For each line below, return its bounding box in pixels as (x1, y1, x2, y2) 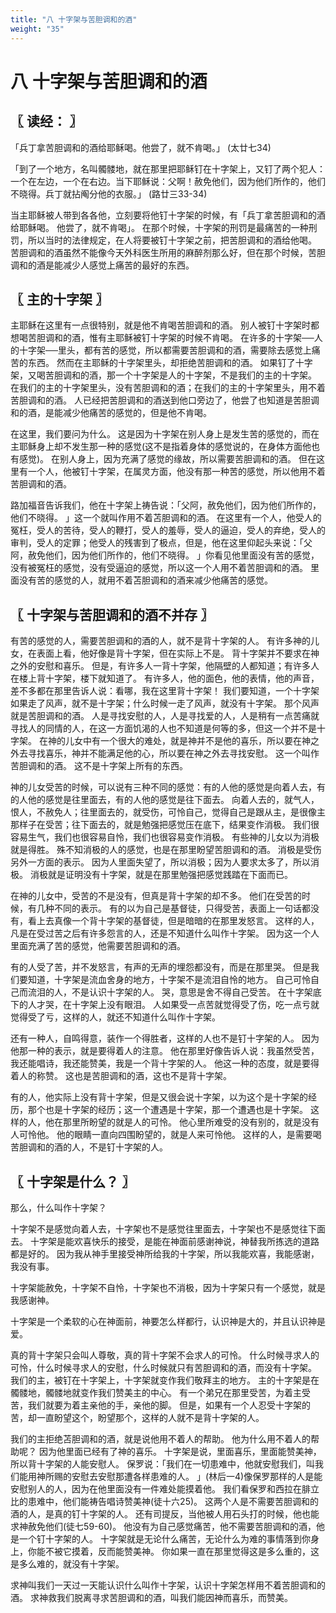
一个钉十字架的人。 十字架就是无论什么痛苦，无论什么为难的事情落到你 (18, 1532, 311, 1545)
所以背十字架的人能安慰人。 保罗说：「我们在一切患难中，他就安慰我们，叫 (10, 1457, 315, 1470)
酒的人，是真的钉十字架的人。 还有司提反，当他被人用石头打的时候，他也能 (10, 1507, 320, 1520)
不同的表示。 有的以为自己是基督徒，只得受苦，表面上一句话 (53, 902, 302, 915)
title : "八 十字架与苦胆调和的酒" (10, 14, 138, 25)
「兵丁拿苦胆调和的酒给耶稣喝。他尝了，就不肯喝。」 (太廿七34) (10, 141, 272, 153)
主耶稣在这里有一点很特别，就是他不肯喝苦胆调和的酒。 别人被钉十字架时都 (10, 319, 320, 331)
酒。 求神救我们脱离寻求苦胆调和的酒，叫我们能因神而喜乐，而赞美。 (10, 1591, 293, 1603)
